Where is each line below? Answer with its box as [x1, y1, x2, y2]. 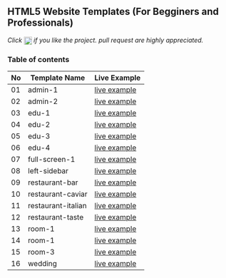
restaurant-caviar [28, 189, 88, 199]
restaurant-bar [28, 177, 78, 187]
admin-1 [28, 85, 58, 95]
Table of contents [7, 54, 70, 64]
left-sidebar [28, 166, 69, 176]
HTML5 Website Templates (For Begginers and [7, 6, 220, 18]
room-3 [28, 247, 55, 257]
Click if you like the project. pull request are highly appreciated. [7, 36, 204, 44]
